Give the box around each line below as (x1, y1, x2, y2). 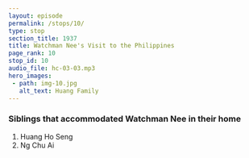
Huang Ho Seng (19, 131, 73, 141)
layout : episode (8, 11, 63, 20)
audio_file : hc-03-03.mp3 (8, 64, 95, 73)
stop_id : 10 (8, 57, 48, 65)
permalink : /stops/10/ (8, 19, 85, 27)
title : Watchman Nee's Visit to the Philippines (8, 42, 175, 50)
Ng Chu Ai (19, 140, 55, 150)
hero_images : (8, 72, 52, 80)
